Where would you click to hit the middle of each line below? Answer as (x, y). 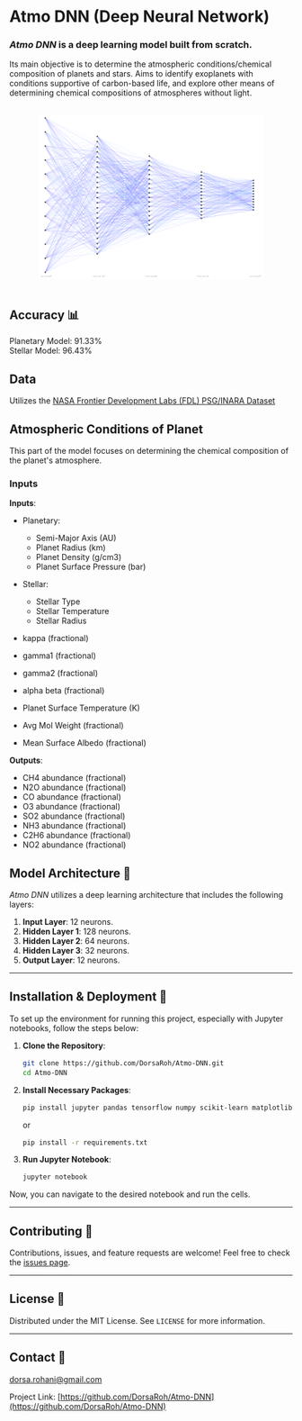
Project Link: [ (35, 1397)
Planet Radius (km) (71, 548)
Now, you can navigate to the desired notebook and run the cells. (130, 1194)
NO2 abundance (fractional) (74, 845)
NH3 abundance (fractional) (74, 826)
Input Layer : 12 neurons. (68, 922)
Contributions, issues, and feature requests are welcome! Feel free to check (150, 1253)
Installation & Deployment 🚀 (89, 997)
